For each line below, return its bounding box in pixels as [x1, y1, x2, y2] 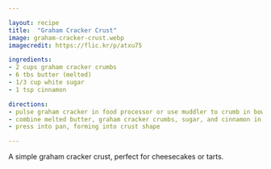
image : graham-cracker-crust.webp [8, 34, 125, 42]
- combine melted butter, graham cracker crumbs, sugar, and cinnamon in [8, 115, 262, 123]
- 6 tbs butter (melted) [8, 71, 92, 79]
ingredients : [8, 56, 52, 64]
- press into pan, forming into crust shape [8, 122, 161, 131]
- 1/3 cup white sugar [8, 78, 85, 86]
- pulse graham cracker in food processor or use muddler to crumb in [8, 108, 251, 116]
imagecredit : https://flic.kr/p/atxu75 [8, 41, 143, 49]
